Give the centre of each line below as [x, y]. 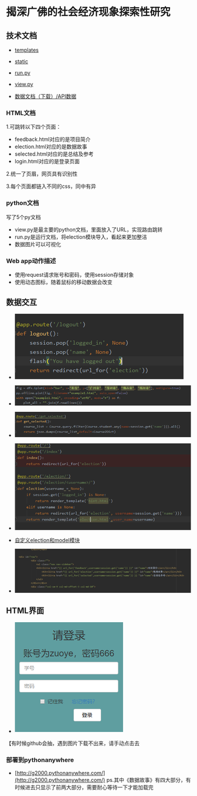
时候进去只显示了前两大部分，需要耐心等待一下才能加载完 [84, 787]
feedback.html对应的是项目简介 [52, 139]
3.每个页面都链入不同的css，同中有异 [51, 186]
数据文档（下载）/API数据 [45, 96]
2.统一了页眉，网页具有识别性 [42, 174]
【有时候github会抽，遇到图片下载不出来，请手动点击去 [73, 743]
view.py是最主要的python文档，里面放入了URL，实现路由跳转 [89, 229]
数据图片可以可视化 [38, 244]
